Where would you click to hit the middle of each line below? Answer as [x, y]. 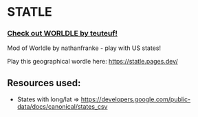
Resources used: [44, 83]
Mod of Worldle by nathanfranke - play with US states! [84, 48]
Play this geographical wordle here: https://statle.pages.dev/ [93, 62]
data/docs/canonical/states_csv [62, 107]
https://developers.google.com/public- [136, 99]
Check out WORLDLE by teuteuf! [63, 34]
